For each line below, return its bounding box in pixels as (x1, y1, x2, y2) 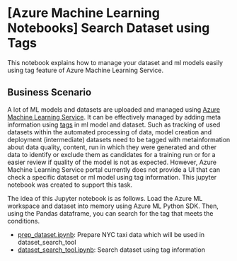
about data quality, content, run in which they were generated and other (7, 143, 217, 151)
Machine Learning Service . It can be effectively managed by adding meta (7, 112, 221, 121)
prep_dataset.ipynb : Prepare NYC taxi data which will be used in (17, 230, 205, 238)
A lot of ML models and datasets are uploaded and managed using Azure (7, 105, 221, 114)
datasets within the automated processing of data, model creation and (7, 127, 212, 136)
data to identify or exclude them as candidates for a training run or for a (7, 150, 216, 158)
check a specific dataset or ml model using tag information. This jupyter (7, 173, 217, 181)
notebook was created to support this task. (7, 180, 133, 189)
